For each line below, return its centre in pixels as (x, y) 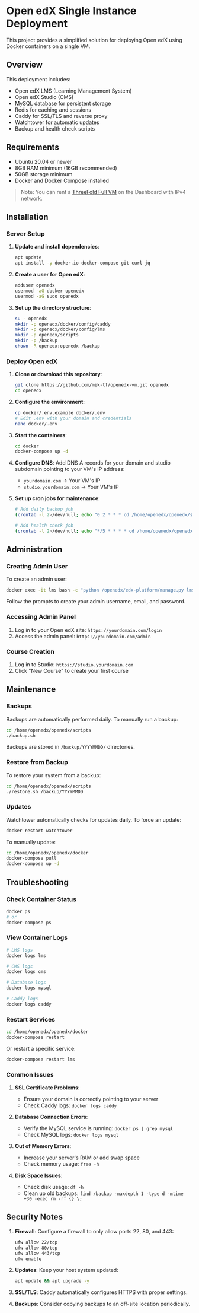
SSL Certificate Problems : (47, 1088)
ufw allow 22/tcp (36, 1242)
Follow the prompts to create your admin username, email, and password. (96, 602)
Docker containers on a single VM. (48, 46)
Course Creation (31, 651)
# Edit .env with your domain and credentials (73, 418)
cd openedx (28, 391)
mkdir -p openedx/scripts (46, 335)
